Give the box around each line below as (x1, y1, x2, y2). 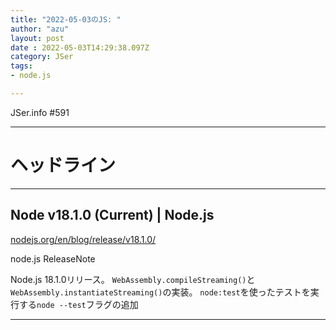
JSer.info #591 (10, 106, 70, 118)
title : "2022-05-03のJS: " (10, 14, 122, 25)
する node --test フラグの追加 (18, 298, 139, 310)
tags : (10, 61, 33, 71)
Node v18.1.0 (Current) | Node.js (10, 207, 215, 224)
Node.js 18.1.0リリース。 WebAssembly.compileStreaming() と (10, 273, 256, 285)
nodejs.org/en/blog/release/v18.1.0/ (10, 233, 157, 245)
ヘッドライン (10, 154, 117, 177)
